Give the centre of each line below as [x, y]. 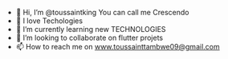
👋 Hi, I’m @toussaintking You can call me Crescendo [102, 12]
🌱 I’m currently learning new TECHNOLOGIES [91, 29]
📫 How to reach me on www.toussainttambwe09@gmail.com [118, 47]
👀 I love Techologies [49, 21]
